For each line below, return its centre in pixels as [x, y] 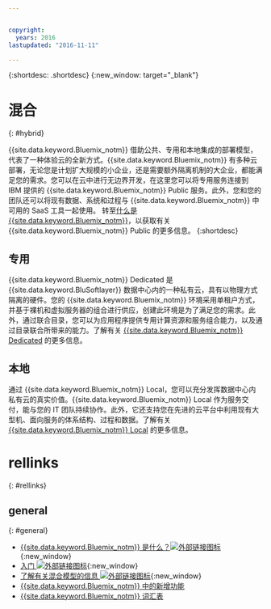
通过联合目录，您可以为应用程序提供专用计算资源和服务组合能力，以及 [139, 320]
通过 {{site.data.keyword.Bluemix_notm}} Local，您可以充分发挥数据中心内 [132, 389]
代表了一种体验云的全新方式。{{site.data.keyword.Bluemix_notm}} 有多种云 [133, 160]
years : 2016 [36, 37]
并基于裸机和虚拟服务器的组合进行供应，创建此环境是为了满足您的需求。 [128, 310]
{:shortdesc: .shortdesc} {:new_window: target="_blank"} [104, 75]
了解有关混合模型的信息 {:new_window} [111, 576]
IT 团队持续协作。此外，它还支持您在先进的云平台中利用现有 [152, 409]
